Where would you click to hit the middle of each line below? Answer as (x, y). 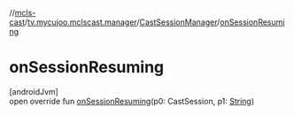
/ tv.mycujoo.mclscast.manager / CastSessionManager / (122, 22)
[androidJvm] (34, 91)
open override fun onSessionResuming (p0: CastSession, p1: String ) (132, 101)
